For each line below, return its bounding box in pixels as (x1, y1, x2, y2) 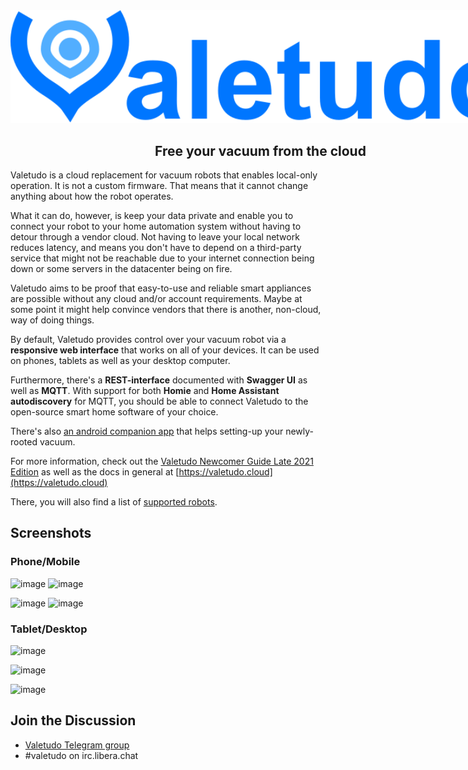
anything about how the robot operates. (10, 190, 174, 202)
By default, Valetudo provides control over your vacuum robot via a (10, 333, 287, 345)
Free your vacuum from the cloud (154, 142, 367, 159)
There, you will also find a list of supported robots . (10, 495, 218, 508)
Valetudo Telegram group (24, 739, 130, 751)
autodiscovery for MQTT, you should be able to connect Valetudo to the (10, 395, 309, 407)
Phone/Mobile (10, 555, 81, 569)
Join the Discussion (10, 712, 137, 729)
